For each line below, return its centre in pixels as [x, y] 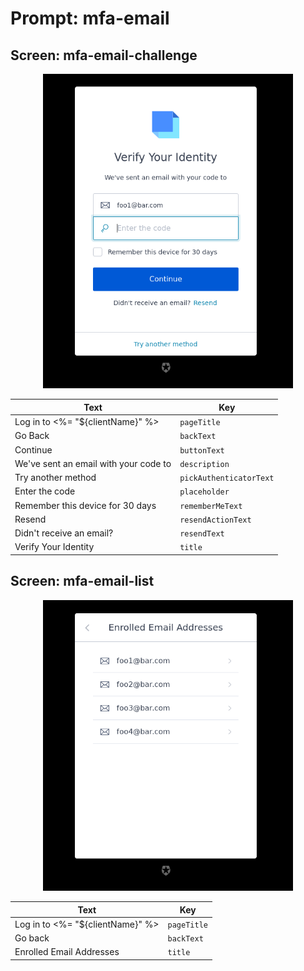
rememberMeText [211, 506]
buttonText [202, 450]
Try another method [55, 478]
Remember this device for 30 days [85, 505]
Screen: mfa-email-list [82, 581]
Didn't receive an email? [64, 533]
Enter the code [45, 491]
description [204, 464]
